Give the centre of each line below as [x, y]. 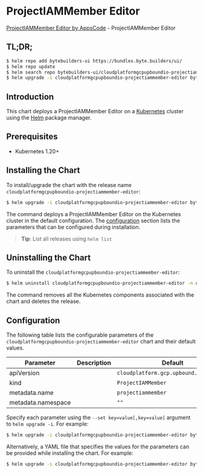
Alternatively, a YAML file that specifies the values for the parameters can [98, 446]
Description [94, 363]
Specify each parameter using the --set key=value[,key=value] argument [98, 418]
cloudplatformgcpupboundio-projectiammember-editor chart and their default [101, 342]
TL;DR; [20, 47]
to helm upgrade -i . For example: [47, 424]
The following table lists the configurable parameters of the [80, 335]
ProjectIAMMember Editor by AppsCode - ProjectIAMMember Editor [91, 28]
